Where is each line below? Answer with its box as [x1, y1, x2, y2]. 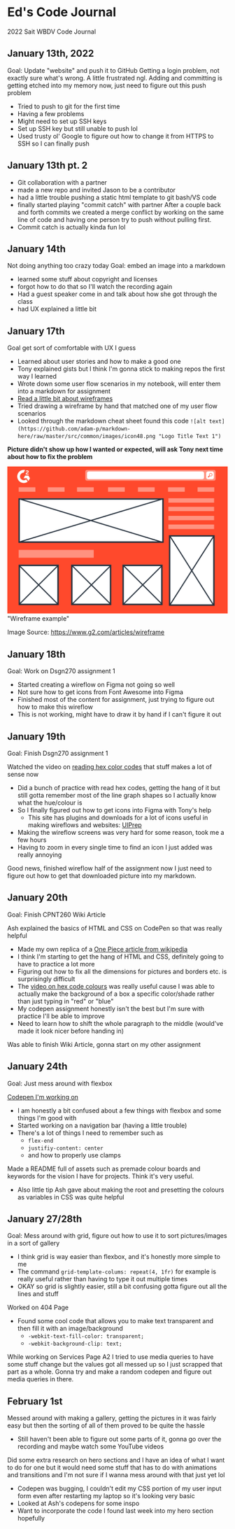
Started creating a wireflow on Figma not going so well [17, 680, 175, 689]
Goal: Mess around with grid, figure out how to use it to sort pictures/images [7, 1232, 227, 1240]
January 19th [7, 731, 66, 742]
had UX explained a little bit [17, 305, 97, 313]
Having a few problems [17, 109, 85, 118]
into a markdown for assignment [17, 387, 111, 395]
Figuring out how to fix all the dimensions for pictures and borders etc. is [17, 967, 227, 975]
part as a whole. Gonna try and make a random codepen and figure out [7, 1367, 212, 1376]
